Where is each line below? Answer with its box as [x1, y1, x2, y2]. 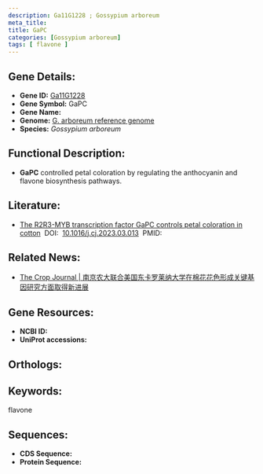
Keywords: [8, 384, 63, 398]
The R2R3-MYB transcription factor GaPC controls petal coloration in [19, 219, 243, 229]
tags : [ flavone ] [8, 41, 68, 49]
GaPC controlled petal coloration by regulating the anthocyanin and [19, 167, 238, 177]
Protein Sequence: [19, 457, 82, 467]
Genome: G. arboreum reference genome [19, 116, 155, 125]
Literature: [8, 199, 61, 212]
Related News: [8, 251, 81, 264]
